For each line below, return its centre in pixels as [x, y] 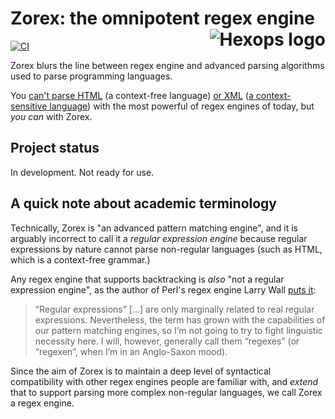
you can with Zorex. [51, 116]
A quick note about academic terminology [143, 203]
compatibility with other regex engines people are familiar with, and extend [164, 381]
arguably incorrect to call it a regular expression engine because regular [159, 238]
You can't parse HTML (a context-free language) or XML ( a [132, 95]
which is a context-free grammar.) [80, 259]
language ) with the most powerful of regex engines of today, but [182, 106]
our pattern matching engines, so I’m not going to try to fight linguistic [178, 330]
